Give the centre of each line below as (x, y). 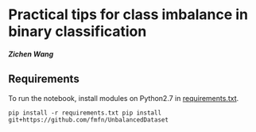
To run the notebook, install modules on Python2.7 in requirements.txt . (124, 98)
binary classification (78, 31)
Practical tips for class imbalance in (128, 15)
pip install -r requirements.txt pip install (85, 113)
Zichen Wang (31, 54)
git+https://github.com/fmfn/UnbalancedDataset (89, 120)
